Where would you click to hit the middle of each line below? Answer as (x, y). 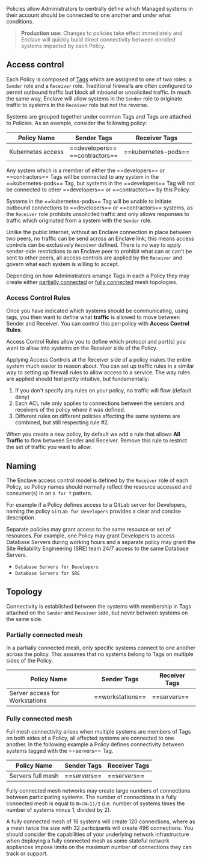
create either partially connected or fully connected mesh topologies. (92, 282)
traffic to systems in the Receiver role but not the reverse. (78, 105)
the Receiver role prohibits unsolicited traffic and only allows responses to (98, 214)
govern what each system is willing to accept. (63, 264)
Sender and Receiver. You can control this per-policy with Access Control (98, 324)
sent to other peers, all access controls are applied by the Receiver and (94, 258)
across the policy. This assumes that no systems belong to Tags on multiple (100, 654)
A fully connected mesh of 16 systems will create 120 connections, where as (101, 821)
